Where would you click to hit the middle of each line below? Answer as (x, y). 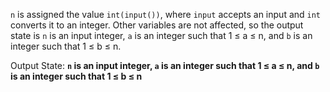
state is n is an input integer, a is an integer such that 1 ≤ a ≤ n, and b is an (161, 35)
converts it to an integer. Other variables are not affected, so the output (157, 25)
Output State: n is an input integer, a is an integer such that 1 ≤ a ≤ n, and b (165, 65)
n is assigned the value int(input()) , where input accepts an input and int (166, 14)
